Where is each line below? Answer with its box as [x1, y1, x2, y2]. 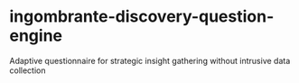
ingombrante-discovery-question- [9, 6, 275, 27]
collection [9, 65, 46, 76]
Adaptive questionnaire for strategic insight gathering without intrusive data [9, 55, 291, 66]
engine [9, 25, 63, 46]
